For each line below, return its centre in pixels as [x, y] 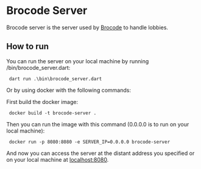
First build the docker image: [42, 102]
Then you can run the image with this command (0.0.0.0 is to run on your [98, 124]
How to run [28, 47]
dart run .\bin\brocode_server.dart [55, 79]
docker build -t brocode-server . [53, 113]
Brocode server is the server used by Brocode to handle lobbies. [87, 27]
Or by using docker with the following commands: [69, 90]
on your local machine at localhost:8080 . [58, 159]
